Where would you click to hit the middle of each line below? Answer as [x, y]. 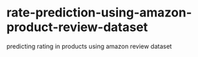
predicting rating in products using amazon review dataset [89, 46]
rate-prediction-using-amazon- [99, 13]
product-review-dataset [77, 27]
